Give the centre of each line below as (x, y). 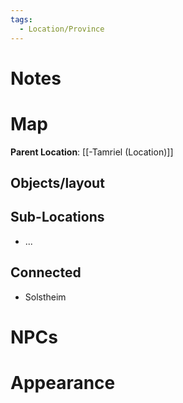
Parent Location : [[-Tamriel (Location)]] (92, 152)
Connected (46, 272)
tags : (21, 19)
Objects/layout (57, 183)
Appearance (63, 383)
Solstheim (45, 297)
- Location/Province (62, 29)
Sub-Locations (57, 217)
